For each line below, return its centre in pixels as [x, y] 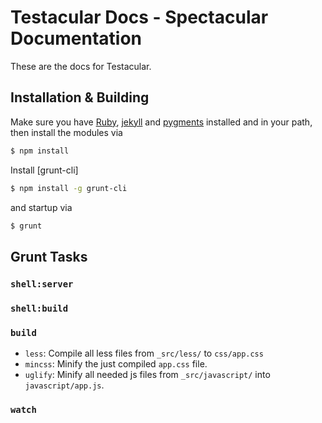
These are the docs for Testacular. [81, 66]
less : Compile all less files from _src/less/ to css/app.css [144, 353]
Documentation [76, 38]
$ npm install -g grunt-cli [69, 188]
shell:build [39, 308]
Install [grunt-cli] [44, 170]
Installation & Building [80, 97]
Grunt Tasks [49, 256]
